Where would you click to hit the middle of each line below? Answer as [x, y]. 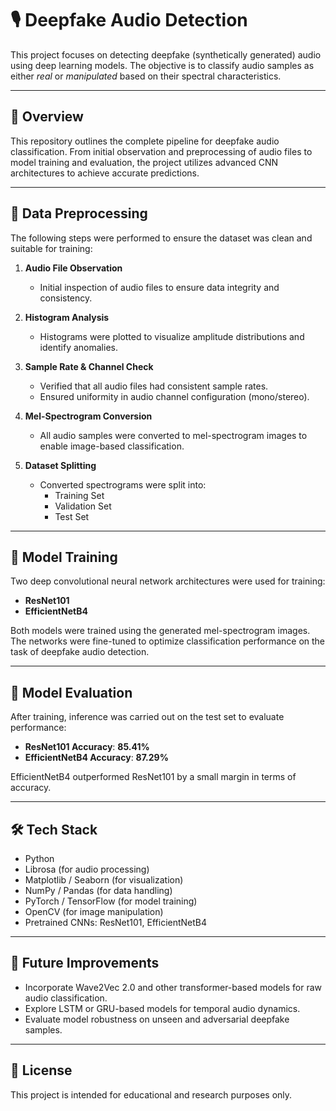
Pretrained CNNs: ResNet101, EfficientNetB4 [116, 922]
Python [39, 858]
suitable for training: [51, 248]
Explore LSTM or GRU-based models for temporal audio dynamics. [162, 1008]
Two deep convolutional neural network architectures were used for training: [168, 581]
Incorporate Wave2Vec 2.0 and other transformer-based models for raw [173, 987]
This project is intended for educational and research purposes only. [151, 1094]
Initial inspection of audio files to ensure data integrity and [159, 287]
